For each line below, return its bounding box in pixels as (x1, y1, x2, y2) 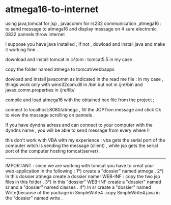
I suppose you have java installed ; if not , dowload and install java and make (5, 41, 165, 47)
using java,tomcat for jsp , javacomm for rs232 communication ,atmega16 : (5, 20, 162, 26)
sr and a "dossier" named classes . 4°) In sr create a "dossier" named (5, 184, 151, 190)
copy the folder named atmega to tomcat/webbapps (5, 66, 115, 72)
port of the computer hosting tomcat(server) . (5, 148, 101, 154)
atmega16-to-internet (5, 4, 99, 15)
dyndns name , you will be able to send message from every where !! (5, 127, 150, 133)
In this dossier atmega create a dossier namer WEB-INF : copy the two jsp (5, 173, 160, 179)
